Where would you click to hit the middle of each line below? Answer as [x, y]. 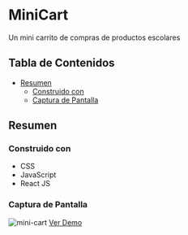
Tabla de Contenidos [62, 63]
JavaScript [38, 175]
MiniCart [38, 15]
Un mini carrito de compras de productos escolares [94, 37]
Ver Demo [65, 222]
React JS [35, 184]
